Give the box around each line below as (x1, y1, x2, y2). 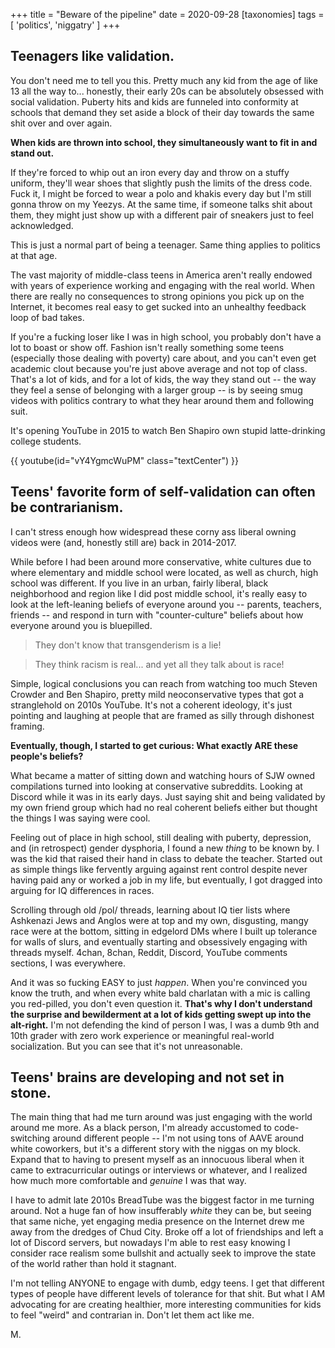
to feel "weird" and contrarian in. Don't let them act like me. (10, 1309, 255, 1321)
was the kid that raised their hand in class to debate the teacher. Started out (10, 852, 323, 864)
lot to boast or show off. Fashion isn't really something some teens (10, 341, 285, 353)
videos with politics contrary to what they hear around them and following (10, 394, 315, 406)
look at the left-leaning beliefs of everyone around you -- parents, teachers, (10, 598, 322, 610)
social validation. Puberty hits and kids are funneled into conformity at (10, 95, 299, 108)
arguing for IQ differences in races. (10, 884, 155, 896)
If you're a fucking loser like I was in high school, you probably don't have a (10, 330, 322, 343)
